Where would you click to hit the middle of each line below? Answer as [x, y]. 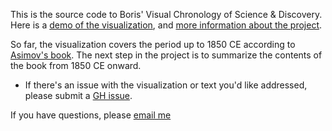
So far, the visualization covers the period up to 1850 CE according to [153, 44]
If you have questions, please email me [91, 115]
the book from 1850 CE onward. [76, 65]
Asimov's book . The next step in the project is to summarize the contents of [166, 55]
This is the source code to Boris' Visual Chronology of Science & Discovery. [166, 14]
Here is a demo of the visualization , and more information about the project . [166, 25]
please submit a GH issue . [78, 95]
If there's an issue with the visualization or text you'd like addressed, [166, 85]
